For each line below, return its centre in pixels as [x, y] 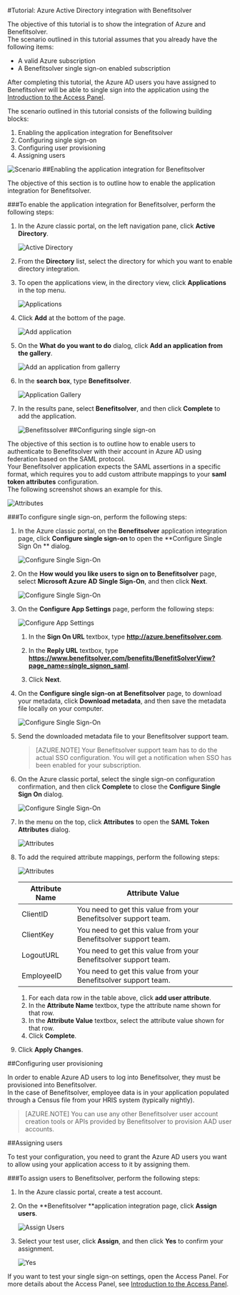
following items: [31, 47]
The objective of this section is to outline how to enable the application [111, 183]
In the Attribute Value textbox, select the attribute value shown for [126, 1020]
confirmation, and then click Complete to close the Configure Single [119, 786]
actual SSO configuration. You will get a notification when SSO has [134, 757]
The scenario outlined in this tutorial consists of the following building [110, 111]
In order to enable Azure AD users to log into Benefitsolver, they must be [114, 1077]
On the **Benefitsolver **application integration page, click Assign [117, 1206]
